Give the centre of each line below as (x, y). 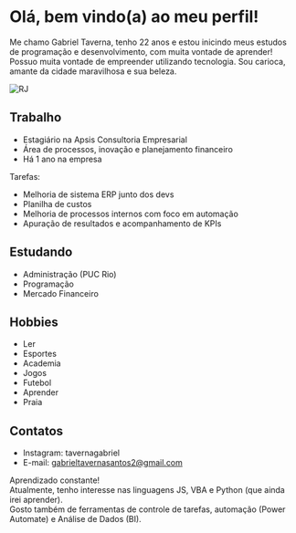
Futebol (37, 383)
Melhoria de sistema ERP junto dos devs (98, 194)
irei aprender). (36, 500)
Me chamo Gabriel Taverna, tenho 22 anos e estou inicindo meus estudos (148, 42)
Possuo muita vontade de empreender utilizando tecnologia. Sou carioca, (148, 61)
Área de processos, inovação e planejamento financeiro (127, 149)
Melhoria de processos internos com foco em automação (131, 214)
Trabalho (36, 117)
